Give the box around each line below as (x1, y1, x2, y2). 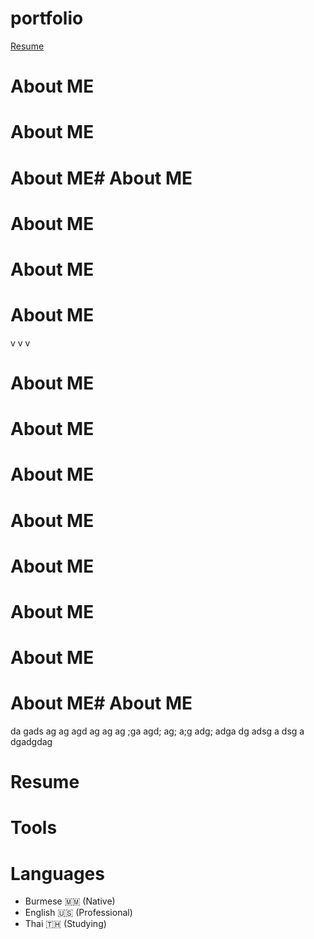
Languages (10, 862, 105, 885)
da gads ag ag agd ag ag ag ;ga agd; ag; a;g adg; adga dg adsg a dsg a (10, 725, 305, 737)
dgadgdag (10, 736, 53, 748)
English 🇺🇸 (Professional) (24, 907, 133, 919)
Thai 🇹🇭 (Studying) (24, 918, 107, 930)
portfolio (10, 7, 84, 30)
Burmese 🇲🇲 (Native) (24, 895, 116, 907)
